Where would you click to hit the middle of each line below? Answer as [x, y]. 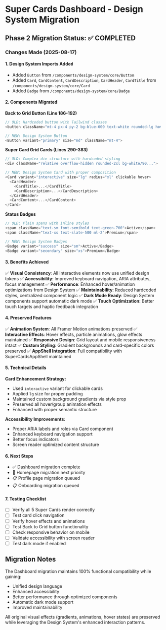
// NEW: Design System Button [36, 136]
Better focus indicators [36, 440]
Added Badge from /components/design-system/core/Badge [71, 91]
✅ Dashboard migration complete [46, 467]
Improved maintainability [37, 607]
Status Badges [21, 214]
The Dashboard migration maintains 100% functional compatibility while [78, 571]
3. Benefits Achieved [27, 262]
